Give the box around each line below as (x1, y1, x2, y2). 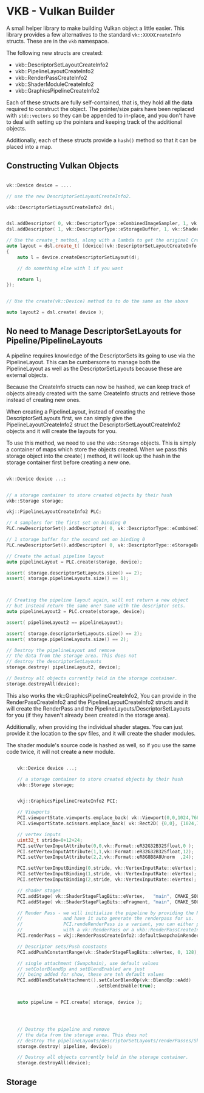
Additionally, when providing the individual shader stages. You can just (6, 723, 183, 730)
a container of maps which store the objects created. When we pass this (6, 445, 188, 453)
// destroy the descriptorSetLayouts (6, 659, 102, 665)
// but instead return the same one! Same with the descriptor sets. (6, 603, 186, 609)
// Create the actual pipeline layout (6, 553, 104, 559)
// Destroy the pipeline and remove (17, 1026, 110, 1032)
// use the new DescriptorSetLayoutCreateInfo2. (6, 193, 132, 199)
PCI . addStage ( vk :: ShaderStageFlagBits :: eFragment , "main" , (17, 898, 172, 905)
